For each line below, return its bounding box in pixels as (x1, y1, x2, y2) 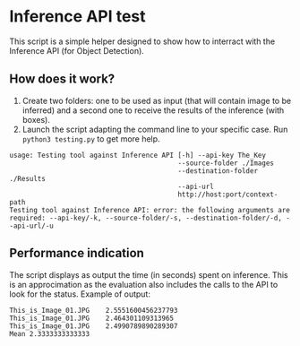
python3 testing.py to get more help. (21, 133, 160, 144)
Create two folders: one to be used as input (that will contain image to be (21, 95, 292, 106)
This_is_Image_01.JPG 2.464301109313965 (9, 314, 175, 323)
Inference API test (9, 6, 146, 27)
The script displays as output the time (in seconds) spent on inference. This (9, 269, 288, 280)
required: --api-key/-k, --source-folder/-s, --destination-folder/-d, (9, 213, 282, 222)
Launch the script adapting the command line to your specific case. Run (21, 124, 288, 134)
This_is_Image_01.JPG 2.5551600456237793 (9, 306, 178, 315)
